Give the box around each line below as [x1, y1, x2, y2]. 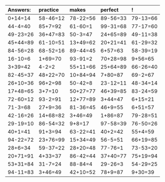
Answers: [7, 6, 31, 13]
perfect [100, 6, 119, 13]
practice [38, 6, 59, 13]
